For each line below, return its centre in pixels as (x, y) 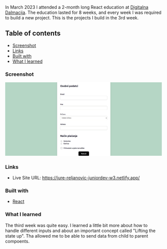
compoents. (17, 241)
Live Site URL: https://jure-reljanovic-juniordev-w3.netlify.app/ (76, 178)
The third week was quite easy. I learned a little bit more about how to (77, 225)
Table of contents (33, 34)
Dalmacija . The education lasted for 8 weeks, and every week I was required (83, 12)
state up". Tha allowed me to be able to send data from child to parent (77, 236)
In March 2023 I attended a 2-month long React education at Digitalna (77, 7)
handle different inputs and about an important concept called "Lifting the (80, 231)
